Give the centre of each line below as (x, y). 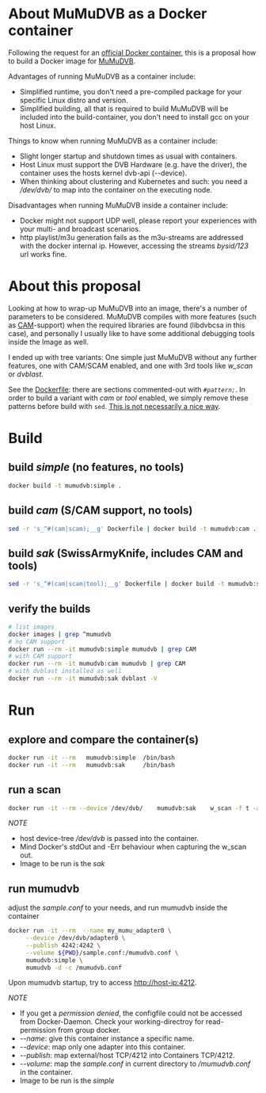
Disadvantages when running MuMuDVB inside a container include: (118, 205)
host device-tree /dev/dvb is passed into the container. (109, 839)
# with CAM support (40, 656)
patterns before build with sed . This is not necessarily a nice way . (114, 406)
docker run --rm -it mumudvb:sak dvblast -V (83, 678)
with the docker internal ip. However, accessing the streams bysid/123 (134, 246)
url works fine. (43, 254)
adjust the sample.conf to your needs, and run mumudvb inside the (118, 908)
